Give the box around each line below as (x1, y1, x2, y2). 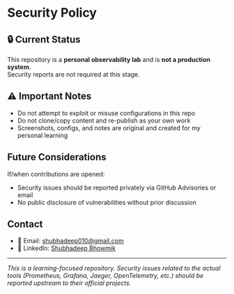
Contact (7, 218, 43, 231)
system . (7, 63, 31, 71)
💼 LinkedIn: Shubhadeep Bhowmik (17, 244, 116, 252)
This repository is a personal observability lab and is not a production (7, 56, 211, 63)
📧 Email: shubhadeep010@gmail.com (17, 237, 124, 245)
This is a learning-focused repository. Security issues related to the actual (7, 264, 221, 272)
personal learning (17, 131, 68, 139)
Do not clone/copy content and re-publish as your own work (17, 116, 191, 125)
